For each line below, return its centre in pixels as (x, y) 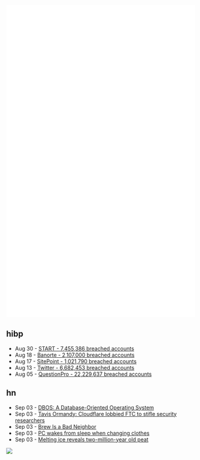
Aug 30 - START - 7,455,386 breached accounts (75, 348)
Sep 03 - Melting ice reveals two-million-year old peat (81, 439)
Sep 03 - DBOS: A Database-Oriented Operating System (84, 407)
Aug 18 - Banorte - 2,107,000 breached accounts (75, 355)
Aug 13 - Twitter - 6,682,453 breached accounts (75, 367)
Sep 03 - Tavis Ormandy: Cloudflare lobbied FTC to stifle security (96, 414)
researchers (30, 420)
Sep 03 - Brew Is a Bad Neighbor (56, 426)
